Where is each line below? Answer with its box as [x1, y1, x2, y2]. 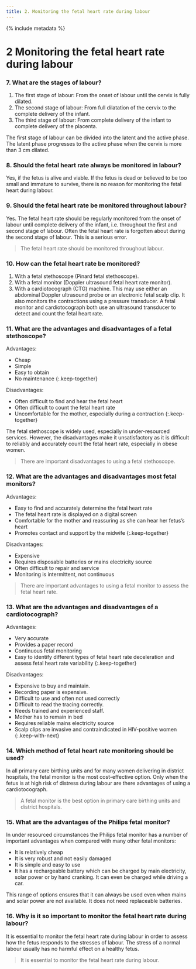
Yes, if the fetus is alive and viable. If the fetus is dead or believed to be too [6, 174, 187, 181]
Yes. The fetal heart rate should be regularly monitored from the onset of [6, 215, 181, 222]
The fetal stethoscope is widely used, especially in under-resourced [6, 428, 170, 435]
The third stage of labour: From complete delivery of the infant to [14, 116, 171, 123]
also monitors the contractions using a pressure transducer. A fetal [14, 298, 176, 304]
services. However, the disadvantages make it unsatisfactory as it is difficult [6, 434, 189, 441]
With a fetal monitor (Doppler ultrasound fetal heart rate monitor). [14, 279, 173, 286]
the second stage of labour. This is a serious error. [6, 233, 128, 240]
